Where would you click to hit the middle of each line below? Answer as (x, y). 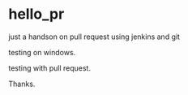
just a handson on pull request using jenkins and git (94, 37)
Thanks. (22, 84)
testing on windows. (42, 52)
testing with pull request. (50, 68)
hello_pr (36, 14)
